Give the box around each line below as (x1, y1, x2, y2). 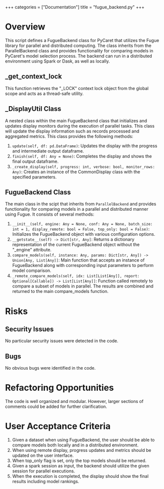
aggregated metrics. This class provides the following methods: (5, 133, 134, 139)
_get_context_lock (5, 72, 62, 81)
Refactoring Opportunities (5, 382, 114, 393)
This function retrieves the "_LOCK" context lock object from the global (5, 85, 149, 91)
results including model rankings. (12, 479, 79, 485)
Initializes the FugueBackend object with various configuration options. (12, 231, 156, 237)
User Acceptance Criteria (5, 421, 111, 432)
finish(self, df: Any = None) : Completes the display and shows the (12, 153, 152, 159)
